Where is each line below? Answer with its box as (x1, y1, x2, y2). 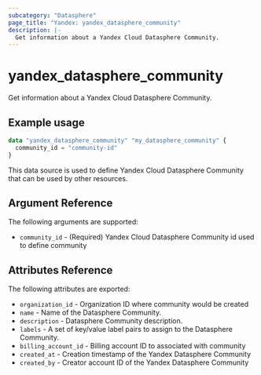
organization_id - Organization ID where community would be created (19, 300, 249, 309)
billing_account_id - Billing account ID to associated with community (19, 341, 246, 351)
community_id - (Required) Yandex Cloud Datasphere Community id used (19, 232, 255, 242)
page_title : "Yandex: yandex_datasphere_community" (8, 19, 181, 27)
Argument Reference (8, 197, 113, 210)
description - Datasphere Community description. (19, 316, 183, 326)
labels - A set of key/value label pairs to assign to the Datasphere (19, 325, 233, 334)
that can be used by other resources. (8, 173, 128, 183)
